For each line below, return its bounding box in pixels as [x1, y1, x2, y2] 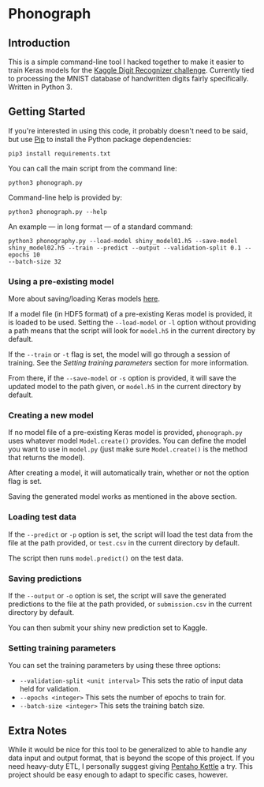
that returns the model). [8, 453, 85, 463]
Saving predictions [8, 573, 83, 584]
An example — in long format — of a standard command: [8, 222, 193, 231]
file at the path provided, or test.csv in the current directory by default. [8, 538, 240, 547]
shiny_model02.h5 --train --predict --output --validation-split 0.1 [8, 244, 242, 252]
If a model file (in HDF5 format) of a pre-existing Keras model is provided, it [8, 309, 253, 319]
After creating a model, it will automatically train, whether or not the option [8, 468, 250, 478]
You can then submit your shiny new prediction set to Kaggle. [8, 623, 208, 632]
